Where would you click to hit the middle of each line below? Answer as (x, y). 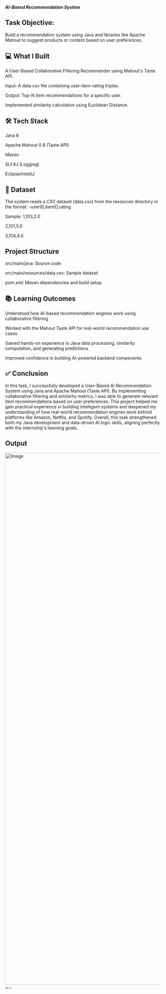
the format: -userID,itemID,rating (38, 207)
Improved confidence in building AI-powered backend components (73, 358)
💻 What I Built (27, 56)
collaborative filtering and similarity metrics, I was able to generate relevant (82, 396)
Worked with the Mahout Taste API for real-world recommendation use (77, 328)
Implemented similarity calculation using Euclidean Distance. (67, 105)
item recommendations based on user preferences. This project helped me (81, 401)
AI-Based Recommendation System (43, 7)
